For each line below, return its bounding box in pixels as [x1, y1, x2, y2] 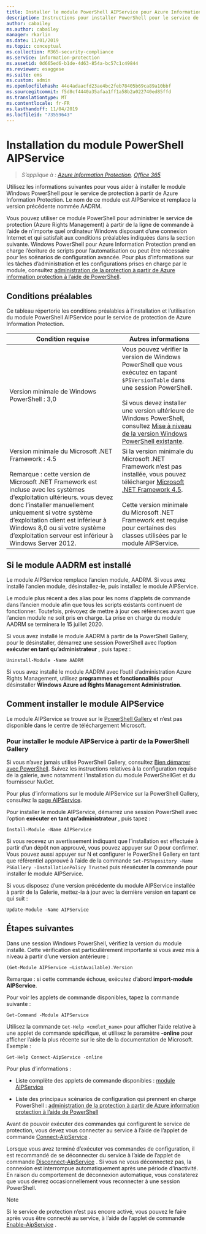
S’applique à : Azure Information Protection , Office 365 [21, 171, 161, 178]
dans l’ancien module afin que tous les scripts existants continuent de [6, 601, 183, 608]
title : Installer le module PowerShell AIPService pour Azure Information [6, 9, 202, 15]
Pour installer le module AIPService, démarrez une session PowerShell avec [6, 809, 198, 816]
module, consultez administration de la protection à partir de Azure [6, 267, 176, 274]
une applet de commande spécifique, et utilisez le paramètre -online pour [6, 1029, 193, 1037]
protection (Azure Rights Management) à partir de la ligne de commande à [6, 221, 194, 229]
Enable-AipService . [6, 1221, 57, 1228]
